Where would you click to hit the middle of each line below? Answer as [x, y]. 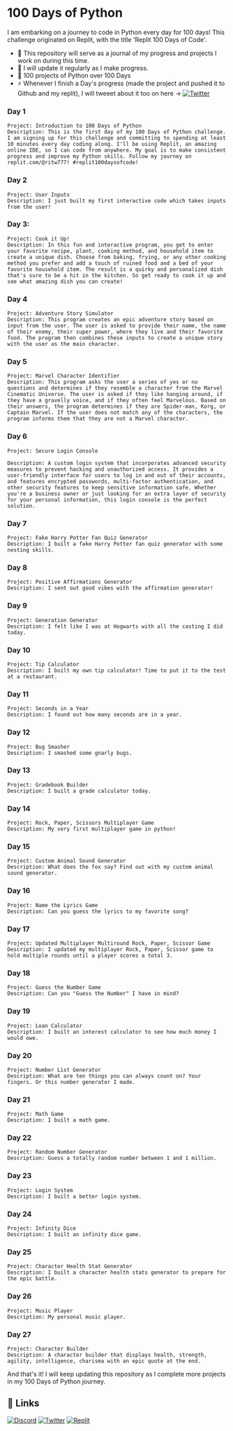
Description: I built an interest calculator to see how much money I [112, 1032]
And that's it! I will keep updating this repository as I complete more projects [116, 1374]
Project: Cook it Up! [39, 239]
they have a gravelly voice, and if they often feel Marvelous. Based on [117, 401]
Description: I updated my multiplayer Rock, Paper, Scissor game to [111, 949]
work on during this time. [53, 60]
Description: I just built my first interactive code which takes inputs [117, 200]
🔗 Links [23, 1403]
